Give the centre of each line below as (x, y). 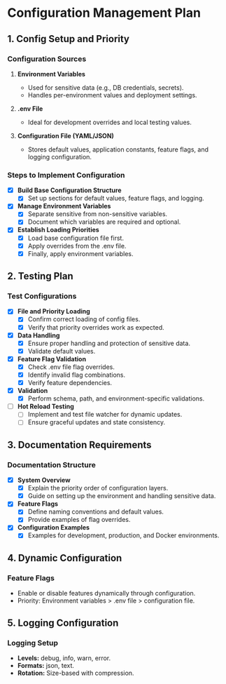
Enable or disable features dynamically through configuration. (106, 594)
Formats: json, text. (46, 665)
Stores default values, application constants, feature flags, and (118, 149)
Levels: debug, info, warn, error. (64, 658)
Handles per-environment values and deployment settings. (112, 95)
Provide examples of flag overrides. (79, 520)
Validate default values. (62, 351)
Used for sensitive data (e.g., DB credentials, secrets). (106, 87)
